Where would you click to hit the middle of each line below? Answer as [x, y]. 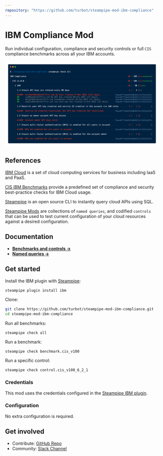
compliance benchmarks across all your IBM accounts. [60, 54]
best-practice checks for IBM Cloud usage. [48, 192]
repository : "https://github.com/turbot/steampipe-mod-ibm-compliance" [79, 10]
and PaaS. [15, 178]
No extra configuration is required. [40, 416]
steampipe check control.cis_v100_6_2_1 [47, 370]
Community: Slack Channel [39, 448]
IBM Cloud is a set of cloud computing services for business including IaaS [80, 172]
